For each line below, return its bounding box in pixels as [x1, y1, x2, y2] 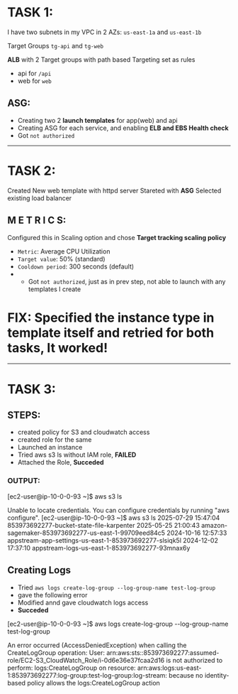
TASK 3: [7, 381, 57, 397]
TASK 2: [7, 163, 56, 178]
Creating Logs [7, 564, 71, 576]
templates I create [28, 285, 81, 293]
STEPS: [7, 409, 41, 421]
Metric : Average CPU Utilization [17, 246, 110, 256]
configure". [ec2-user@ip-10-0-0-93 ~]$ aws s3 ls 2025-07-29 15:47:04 [7, 513, 220, 522]
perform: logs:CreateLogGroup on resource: [7, 663, 136, 672]
